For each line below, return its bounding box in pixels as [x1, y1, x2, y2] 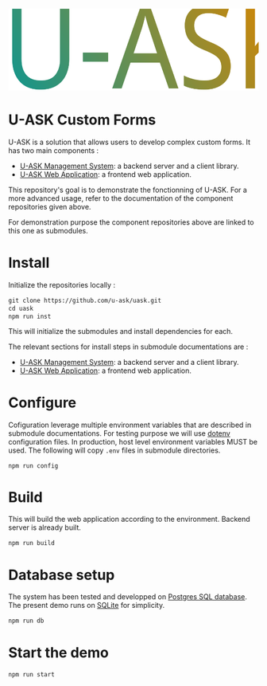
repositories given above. [8, 202, 91, 211]
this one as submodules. [8, 225, 89, 235]
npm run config [8, 461, 59, 470]
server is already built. [8, 523, 82, 532]
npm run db [8, 617, 44, 625]
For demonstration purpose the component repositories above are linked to [8, 217, 254, 227]
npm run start [8, 671, 56, 679]
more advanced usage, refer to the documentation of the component [8, 193, 234, 203]
